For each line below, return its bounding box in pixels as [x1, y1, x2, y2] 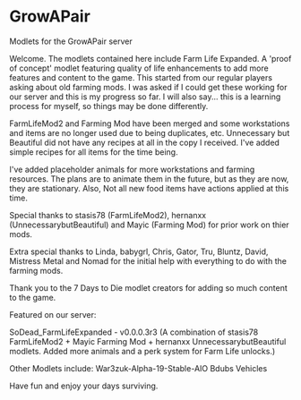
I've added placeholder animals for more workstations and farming [9, 164, 255, 174]
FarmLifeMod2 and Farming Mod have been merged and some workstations [9, 118, 290, 129]
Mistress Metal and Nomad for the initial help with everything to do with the [9, 255, 287, 266]
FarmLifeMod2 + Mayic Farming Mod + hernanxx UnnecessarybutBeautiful [9, 336, 287, 346]
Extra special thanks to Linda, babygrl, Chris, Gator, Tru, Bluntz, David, [9, 246, 269, 257]
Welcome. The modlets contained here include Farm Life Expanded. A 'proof [9, 53, 292, 64]
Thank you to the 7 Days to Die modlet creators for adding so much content [9, 282, 288, 293]
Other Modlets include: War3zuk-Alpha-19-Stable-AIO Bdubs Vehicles [9, 362, 268, 373]
